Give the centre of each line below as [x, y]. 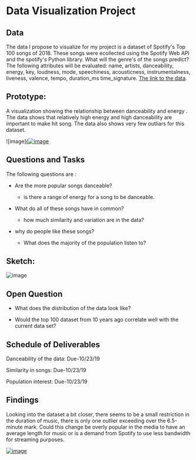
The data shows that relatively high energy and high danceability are [89, 117]
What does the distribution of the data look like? [73, 308]
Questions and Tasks [46, 160]
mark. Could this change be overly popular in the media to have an [104, 427]
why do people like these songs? [54, 231]
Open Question [34, 294]
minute [14, 427]
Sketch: [21, 261]
